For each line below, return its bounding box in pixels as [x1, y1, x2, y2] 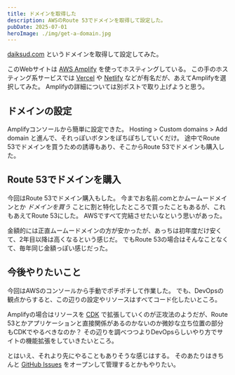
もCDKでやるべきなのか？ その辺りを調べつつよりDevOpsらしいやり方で [7, 327, 217, 336]
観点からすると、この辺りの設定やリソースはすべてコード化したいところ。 [7, 295, 221, 303]
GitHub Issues [20, 360, 62, 369]
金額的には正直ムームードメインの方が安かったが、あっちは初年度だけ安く [7, 226, 222, 235]
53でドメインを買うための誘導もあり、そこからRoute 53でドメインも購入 [7, 143, 219, 151]
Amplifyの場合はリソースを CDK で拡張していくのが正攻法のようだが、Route [7, 310, 228, 318]
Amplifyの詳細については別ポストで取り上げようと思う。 [45, 82, 209, 91]
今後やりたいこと [7, 266, 81, 278]
